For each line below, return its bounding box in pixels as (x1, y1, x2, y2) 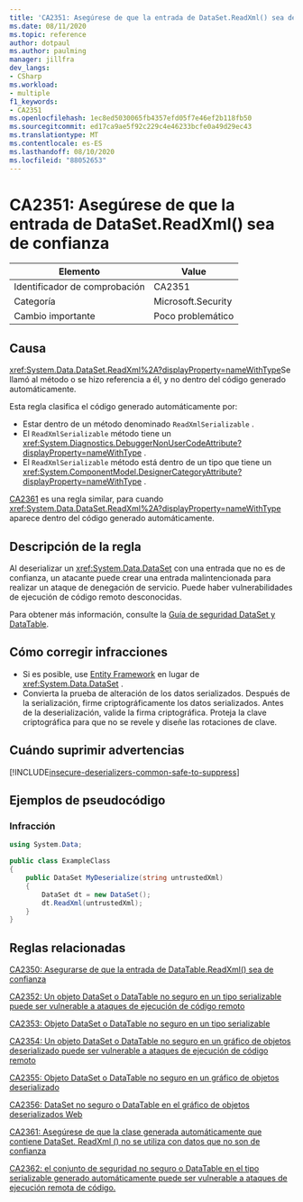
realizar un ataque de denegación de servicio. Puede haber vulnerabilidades (9, 583, 293, 593)
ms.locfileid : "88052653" (9, 155, 106, 165)
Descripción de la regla (9, 538, 142, 555)
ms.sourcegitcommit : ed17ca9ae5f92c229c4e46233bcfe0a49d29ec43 (9, 123, 252, 132)
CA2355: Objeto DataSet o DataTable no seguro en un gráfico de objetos (9, 1072, 280, 1083)
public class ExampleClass (9, 857, 111, 866)
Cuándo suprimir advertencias (9, 743, 185, 758)
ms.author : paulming (9, 47, 87, 56)
